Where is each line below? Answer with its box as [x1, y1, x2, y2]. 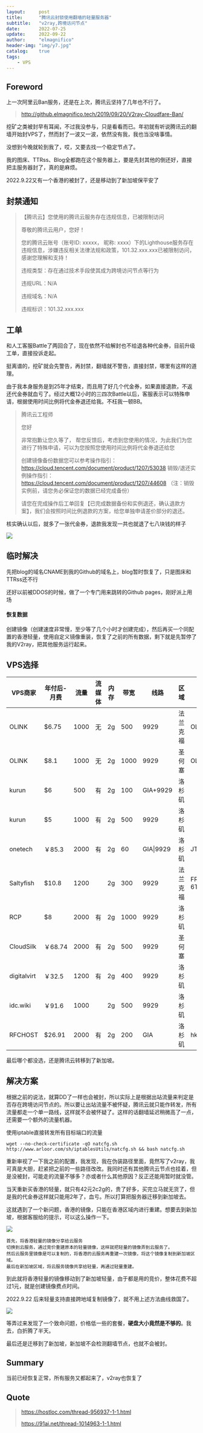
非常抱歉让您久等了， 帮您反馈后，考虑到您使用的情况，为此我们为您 [21, 436, 192, 443]
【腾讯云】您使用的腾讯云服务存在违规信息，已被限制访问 [21, 213, 164, 221]
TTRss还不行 [6, 575, 38, 583]
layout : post [6, 8, 50, 15]
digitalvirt [9, 971, 36, 980]
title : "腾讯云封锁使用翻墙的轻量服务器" [6, 14, 112, 21]
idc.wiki [9, 1001, 31, 1010]
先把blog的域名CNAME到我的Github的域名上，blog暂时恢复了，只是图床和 [6, 568, 192, 575]
